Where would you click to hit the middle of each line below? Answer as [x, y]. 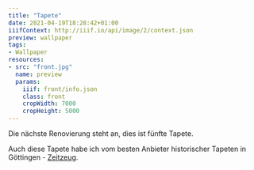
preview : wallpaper [40, 38]
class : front [44, 96]
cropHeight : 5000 [51, 111]
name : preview [38, 74]
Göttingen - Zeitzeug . [43, 157]
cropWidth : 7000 [50, 104]
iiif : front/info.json [60, 89]
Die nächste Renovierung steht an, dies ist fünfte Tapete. [101, 134]
